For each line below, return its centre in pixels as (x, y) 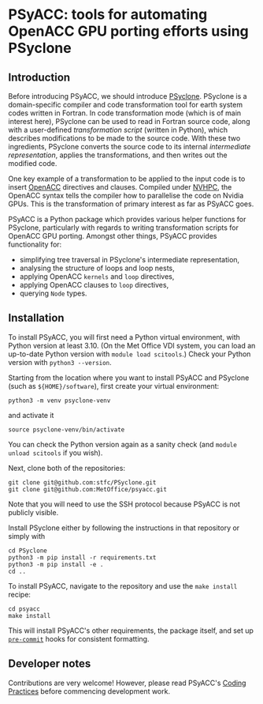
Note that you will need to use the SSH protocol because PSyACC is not (124, 504)
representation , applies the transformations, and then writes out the (118, 155)
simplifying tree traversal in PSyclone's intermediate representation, (130, 260)
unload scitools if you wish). (56, 453)
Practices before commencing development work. (89, 691)
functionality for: (35, 244)
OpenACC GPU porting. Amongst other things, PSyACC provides (113, 236)
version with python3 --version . (60, 362)
